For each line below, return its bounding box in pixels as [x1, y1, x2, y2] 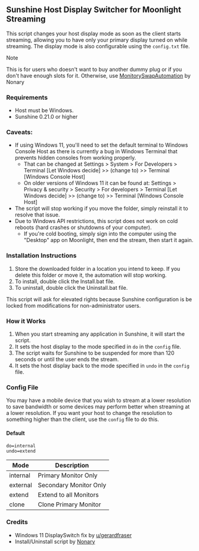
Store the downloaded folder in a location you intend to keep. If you [14, 265, 181, 272]
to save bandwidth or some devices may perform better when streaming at [6, 403, 190, 410]
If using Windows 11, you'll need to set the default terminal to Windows [14, 141, 188, 148]
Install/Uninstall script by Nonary [14, 538, 95, 545]
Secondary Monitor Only [38, 481, 107, 489]
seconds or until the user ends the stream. [14, 356, 119, 363]
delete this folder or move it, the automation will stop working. [14, 271, 167, 278]
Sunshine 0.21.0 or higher [14, 113, 78, 120]
